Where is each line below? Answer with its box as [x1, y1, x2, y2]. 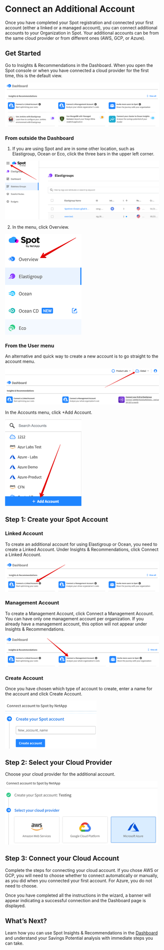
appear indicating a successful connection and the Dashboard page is [5, 897, 146, 903]
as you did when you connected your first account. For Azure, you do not [5, 878, 152, 884]
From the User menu [5, 342, 55, 349]
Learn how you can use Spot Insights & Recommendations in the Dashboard [5, 929, 158, 936]
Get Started [5, 49, 41, 58]
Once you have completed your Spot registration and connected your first [5, 20, 154, 25]
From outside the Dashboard [5, 134, 74, 141]
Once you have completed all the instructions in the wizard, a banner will [5, 892, 151, 898]
